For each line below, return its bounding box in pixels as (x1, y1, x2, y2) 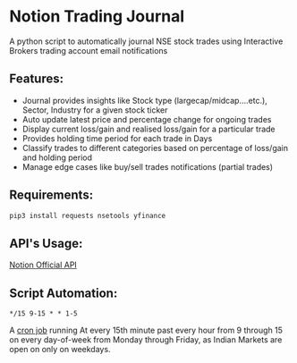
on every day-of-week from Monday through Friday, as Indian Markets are (9, 334, 283, 345)
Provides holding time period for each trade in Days (21, 132, 213, 144)
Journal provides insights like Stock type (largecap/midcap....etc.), (21, 95, 268, 106)
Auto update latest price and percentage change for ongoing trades (21, 114, 272, 124)
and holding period (21, 152, 92, 163)
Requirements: (9, 188, 94, 203)
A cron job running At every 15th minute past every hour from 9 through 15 (9, 325, 284, 336)
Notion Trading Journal (9, 6, 185, 27)
